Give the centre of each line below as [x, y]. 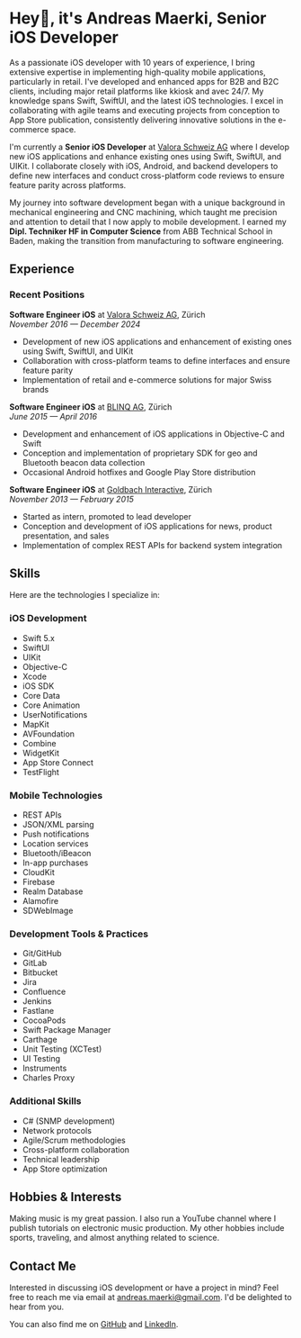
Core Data [41, 695]
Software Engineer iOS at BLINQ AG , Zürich [91, 407]
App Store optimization [65, 1169]
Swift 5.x [39, 637]
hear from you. [37, 1307]
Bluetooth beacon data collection [84, 462]
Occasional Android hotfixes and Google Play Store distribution [139, 472]
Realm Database [53, 891]
